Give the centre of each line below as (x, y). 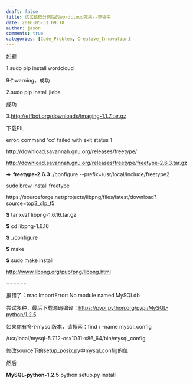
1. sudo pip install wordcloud (40, 68)
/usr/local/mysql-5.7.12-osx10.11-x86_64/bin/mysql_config (76, 338)
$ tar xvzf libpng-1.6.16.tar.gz (41, 215)
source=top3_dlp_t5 (30, 203)
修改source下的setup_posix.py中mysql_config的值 (67, 350)
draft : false (22, 11)
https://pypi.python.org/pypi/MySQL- (124, 308)
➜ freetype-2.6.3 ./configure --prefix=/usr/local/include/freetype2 (88, 174)
